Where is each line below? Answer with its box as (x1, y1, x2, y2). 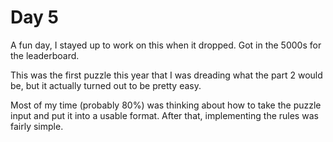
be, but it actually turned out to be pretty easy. (10, 79, 202, 91)
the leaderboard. (10, 49, 80, 61)
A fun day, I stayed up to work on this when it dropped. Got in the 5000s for (10, 39, 322, 51)
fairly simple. (10, 120, 64, 132)
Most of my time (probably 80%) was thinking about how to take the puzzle (10, 99, 322, 111)
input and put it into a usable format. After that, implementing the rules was (10, 109, 319, 121)
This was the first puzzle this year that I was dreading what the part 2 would (10, 69, 323, 81)
